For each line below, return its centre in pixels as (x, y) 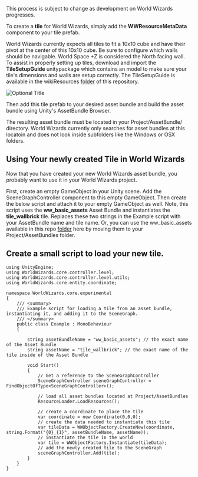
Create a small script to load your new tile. (85, 254)
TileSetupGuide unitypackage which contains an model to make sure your (97, 69)
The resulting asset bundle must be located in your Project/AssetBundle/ (94, 122)
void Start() (43, 365)
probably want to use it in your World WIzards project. (72, 180)
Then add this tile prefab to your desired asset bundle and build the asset (95, 104)
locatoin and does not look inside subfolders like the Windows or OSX (91, 134)
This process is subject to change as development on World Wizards (90, 9)
